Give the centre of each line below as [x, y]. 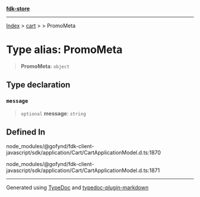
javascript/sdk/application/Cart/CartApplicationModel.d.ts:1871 [83, 171]
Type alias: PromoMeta [65, 50]
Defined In [26, 132]
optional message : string [53, 113]
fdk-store [18, 9]
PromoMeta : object [45, 66]
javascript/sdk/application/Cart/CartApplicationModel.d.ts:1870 [84, 153]
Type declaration [38, 85]
